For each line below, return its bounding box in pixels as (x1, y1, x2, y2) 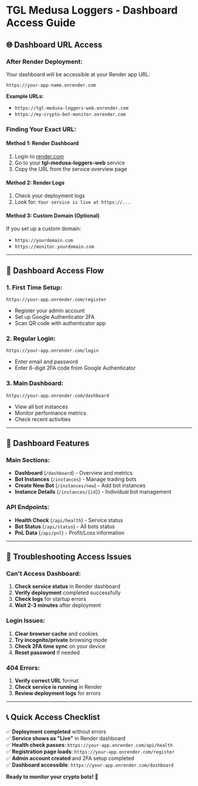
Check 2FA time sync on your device (14, 642, 105, 649)
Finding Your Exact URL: (6, 125, 77, 133)
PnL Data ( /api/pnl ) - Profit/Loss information (14, 529, 125, 536)
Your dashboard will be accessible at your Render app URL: (6, 70, 150, 77)
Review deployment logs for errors (14, 690, 101, 697)
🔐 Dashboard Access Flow (6, 266, 104, 276)
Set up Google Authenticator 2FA (14, 313, 95, 321)
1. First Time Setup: (6, 283, 62, 292)
